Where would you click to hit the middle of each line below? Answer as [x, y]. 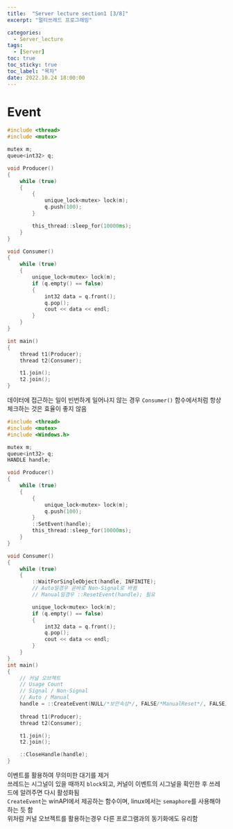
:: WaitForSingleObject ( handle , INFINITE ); [94, 582]
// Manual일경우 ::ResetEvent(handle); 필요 [94, 595]
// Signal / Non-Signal [54, 691]
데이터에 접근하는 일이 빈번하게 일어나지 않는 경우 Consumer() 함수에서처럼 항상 [114, 400]
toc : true [21, 59]
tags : [15, 46]
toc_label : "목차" [32, 71]
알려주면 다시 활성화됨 [50, 793]
